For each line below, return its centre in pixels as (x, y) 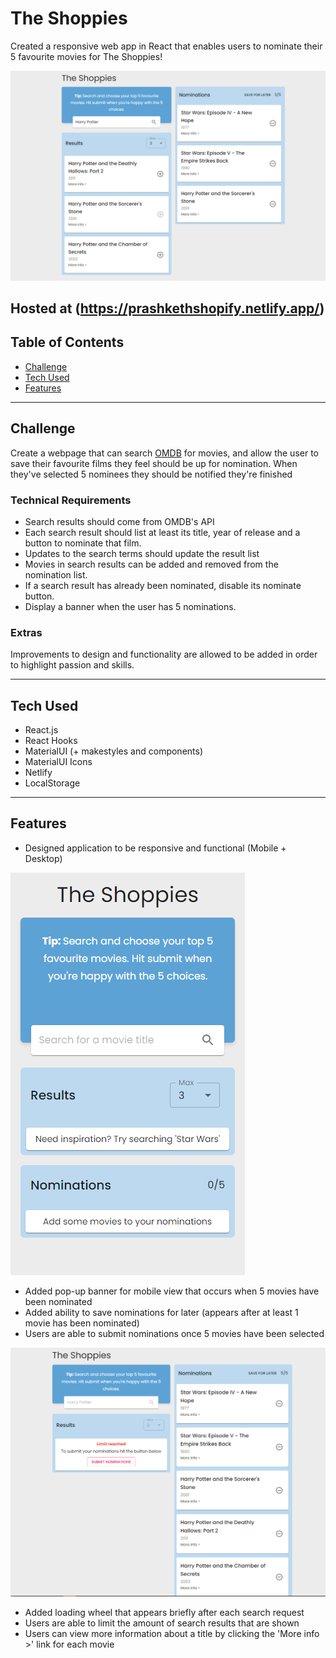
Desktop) (43, 858)
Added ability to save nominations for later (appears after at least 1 (161, 1312)
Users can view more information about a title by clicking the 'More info (172, 1634)
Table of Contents (67, 342)
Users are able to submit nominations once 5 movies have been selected (174, 1333)
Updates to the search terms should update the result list (142, 553)
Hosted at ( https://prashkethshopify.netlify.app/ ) (167, 308)
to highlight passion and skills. (72, 665)
